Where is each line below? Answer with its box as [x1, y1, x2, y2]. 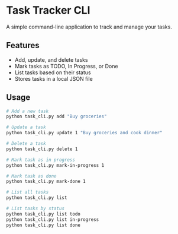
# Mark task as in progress [6, 157, 76, 163]
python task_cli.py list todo [6, 211, 81, 217]
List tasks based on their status [14, 69, 91, 76]
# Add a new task [6, 108, 49, 114]
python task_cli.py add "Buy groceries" [6, 113, 108, 119]
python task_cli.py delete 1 [6, 146, 78, 152]
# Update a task [6, 124, 46, 131]
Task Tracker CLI [6, 4, 90, 17]
